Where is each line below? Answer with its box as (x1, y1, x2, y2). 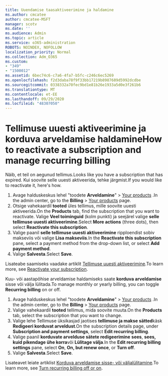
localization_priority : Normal (5, 49, 71, 54)
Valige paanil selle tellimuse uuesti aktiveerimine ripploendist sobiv (12, 230, 155, 236)
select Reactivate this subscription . (12, 224, 88, 230)
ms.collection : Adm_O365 (5, 54, 58, 59)
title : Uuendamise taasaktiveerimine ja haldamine (5, 7, 114, 13)
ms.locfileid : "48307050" (5, 101, 60, 106)
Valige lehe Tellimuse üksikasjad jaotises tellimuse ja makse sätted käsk (12, 318, 162, 324)
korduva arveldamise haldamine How (5, 134, 162, 145)
